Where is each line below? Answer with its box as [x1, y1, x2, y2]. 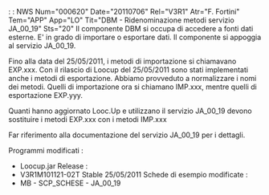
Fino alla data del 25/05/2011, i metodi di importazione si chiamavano [8, 56, 237, 66]
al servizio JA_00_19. [8, 41, 76, 51]
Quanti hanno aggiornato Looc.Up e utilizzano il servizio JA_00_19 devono [8, 106, 252, 116]
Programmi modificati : [8, 146, 84, 155]
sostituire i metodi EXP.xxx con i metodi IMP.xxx [8, 115, 167, 124]
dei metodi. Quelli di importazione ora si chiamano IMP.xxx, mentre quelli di [8, 82, 257, 91]
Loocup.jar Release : [19, 161, 88, 171]
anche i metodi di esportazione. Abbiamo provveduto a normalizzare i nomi [8, 74, 257, 83]
